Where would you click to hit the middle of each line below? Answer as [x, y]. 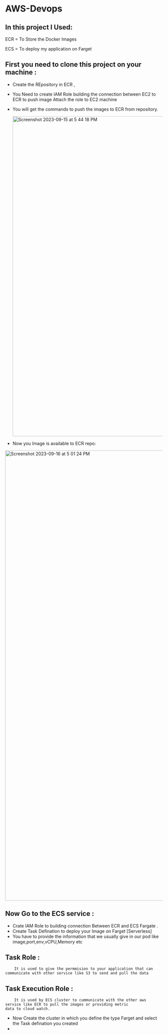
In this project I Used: [39, 27]
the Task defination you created [45, 1023]
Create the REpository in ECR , [44, 84]
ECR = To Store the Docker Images [41, 39]
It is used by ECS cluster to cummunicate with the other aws [80, 1000]
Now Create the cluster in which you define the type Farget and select [85, 1018]
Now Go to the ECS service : [49, 914]
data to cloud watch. [28, 1009]
